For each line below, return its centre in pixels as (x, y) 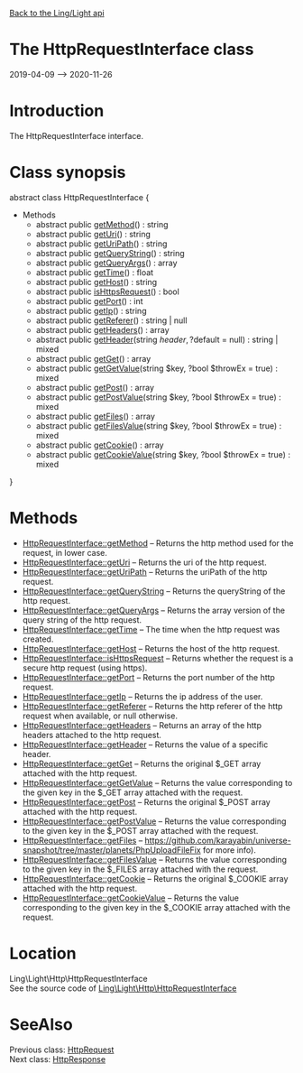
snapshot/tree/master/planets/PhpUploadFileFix (111, 850)
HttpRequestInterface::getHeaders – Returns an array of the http (142, 725)
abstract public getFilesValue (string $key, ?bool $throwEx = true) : (159, 425)
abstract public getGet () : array (93, 358)
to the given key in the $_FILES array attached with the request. (140, 869)
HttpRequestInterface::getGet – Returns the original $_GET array (142, 763)
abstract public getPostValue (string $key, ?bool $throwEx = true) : (158, 397)
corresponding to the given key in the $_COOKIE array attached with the (156, 907)
